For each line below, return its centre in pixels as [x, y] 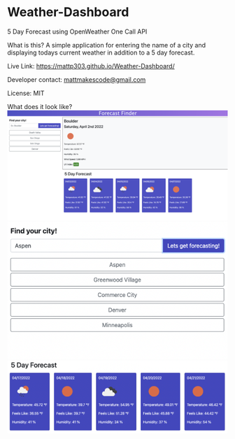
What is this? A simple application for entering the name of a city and [107, 45]
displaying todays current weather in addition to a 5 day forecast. [101, 52]
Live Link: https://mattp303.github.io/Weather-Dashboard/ [91, 66]
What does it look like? [40, 106]
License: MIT [26, 93]
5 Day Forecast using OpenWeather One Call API [77, 31]
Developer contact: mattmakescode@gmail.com [77, 79]
